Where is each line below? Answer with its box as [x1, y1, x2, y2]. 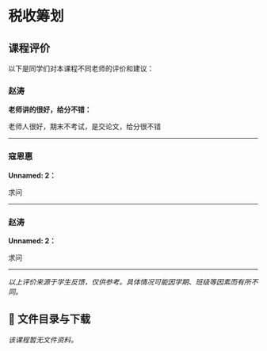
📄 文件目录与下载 [8, 312, 91, 326]
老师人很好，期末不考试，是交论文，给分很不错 [8, 122, 161, 132]
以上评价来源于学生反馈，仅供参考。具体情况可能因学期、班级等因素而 [8, 277, 238, 286]
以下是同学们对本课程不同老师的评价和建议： [8, 64, 154, 73]
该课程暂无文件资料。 [8, 334, 78, 345]
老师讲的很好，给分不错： [8, 105, 92, 115]
